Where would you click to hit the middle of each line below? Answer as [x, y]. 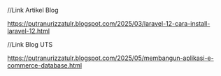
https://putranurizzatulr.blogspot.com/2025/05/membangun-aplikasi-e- [111, 58]
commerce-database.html [45, 65]
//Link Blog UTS [30, 44]
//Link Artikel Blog [33, 10]
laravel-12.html [29, 31]
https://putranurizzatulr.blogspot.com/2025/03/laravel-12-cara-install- [109, 23]
